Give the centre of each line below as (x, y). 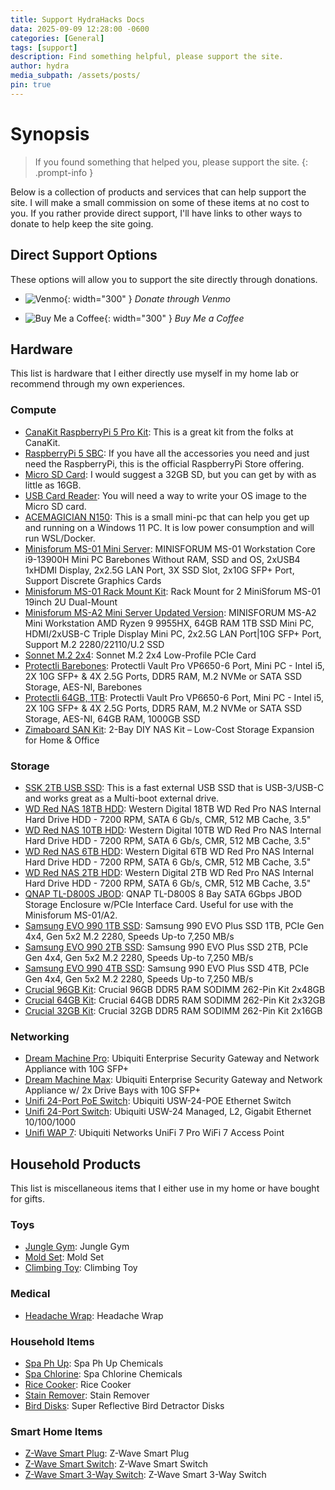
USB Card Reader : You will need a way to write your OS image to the (165, 495)
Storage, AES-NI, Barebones (83, 687)
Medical (30, 1294)
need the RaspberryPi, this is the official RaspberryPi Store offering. (164, 463)
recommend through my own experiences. (98, 384)
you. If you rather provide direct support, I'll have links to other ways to (156, 213)
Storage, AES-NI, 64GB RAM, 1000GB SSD (112, 718)
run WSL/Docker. (60, 538)
